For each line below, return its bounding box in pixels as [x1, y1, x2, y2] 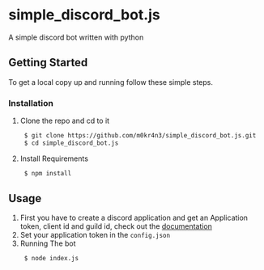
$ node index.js [23, 255, 79, 263]
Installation [8, 97, 54, 108]
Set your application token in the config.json [19, 230, 171, 240]
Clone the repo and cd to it [19, 116, 110, 126]
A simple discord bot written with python [8, 32, 144, 42]
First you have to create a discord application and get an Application [19, 213, 249, 223]
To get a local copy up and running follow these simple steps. [8, 77, 213, 86]
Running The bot [19, 238, 76, 248]
